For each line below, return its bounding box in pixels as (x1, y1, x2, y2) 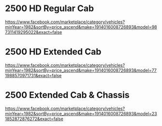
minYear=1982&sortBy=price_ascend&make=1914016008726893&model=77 (5, 67, 157, 73)
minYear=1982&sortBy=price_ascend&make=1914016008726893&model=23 (5, 110, 157, 116)
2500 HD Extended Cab (5, 47, 102, 57)
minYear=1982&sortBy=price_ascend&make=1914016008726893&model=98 (5, 24, 157, 30)
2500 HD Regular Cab (5, 3, 94, 14)
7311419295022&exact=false (5, 29, 62, 35)
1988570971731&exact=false (5, 72, 62, 78)
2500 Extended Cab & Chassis (5, 90, 130, 101)
